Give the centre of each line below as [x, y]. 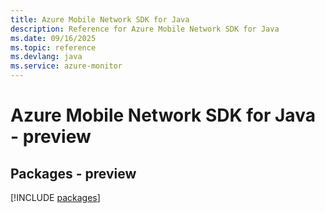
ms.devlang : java [46, 57]
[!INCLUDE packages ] [55, 197]
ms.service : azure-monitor [66, 66]
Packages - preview [73, 173]
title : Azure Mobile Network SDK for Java [100, 19]
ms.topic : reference [53, 47]
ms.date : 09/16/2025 [53, 38]
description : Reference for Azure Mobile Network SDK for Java [145, 29]
